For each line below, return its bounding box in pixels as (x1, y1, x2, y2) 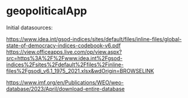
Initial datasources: (6, 24, 53, 31)
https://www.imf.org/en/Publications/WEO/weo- (6, 79, 124, 86)
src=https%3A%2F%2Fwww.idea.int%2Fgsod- (6, 54, 123, 62)
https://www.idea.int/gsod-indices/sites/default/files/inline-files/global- (6, 35, 182, 42)
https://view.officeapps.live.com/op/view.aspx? (6, 48, 122, 55)
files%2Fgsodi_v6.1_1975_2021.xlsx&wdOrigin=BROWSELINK (6, 67, 154, 74)
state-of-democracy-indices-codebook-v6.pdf (6, 42, 121, 49)
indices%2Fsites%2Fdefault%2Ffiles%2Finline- (6, 61, 124, 68)
